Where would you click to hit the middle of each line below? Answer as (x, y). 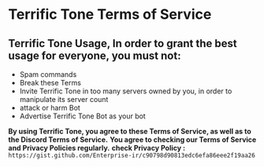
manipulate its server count (64, 99)
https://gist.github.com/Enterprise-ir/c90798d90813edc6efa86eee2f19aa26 (132, 155)
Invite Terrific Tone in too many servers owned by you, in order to (126, 91)
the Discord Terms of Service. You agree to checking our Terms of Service (132, 140)
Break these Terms (50, 83)
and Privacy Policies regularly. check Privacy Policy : (97, 148)
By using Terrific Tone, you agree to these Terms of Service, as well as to (130, 131)
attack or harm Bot (50, 108)
